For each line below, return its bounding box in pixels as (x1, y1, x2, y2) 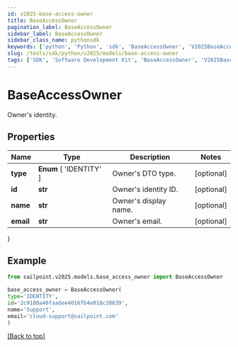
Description (130, 152, 171, 161)
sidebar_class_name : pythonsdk (7, 37, 100, 44)
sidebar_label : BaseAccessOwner (7, 30, 103, 38)
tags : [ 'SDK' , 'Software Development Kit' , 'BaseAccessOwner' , (7, 57, 198, 64)
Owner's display (112, 195, 166, 205)
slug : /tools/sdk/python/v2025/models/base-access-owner (7, 50, 179, 57)
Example (7, 254, 47, 266)
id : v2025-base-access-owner (7, 10, 93, 18)
